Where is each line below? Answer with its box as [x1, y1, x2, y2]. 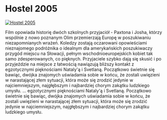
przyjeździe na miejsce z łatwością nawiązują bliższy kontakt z [5, 61, 135, 67]
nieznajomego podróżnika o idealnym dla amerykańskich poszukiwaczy [5, 45, 153, 51]
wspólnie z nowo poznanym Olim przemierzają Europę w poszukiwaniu [5, 34, 151, 40]
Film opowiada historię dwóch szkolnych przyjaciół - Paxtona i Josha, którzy [5, 29, 163, 35]
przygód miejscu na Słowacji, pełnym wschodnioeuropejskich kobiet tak [5, 50, 153, 56]
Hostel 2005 [5, 3, 58, 14]
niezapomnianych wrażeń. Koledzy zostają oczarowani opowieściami [5, 39, 147, 45]
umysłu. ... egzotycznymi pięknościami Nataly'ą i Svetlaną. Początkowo [5, 87, 152, 93]
